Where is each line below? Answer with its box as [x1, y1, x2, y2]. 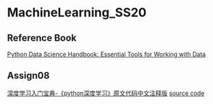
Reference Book [7, 32, 77, 44]
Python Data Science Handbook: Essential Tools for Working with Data [7, 50, 206, 58]
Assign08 [7, 70, 50, 81]
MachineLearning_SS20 [7, 5, 147, 21]
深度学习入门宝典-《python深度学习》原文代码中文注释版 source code [7, 89, 205, 97]
